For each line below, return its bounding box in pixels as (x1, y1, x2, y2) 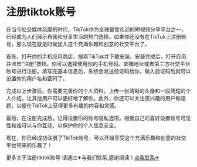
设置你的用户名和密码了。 (6, 74, 68, 82)
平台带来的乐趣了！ (6, 141, 53, 148)
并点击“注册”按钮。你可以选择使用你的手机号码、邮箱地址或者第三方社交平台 (6, 60, 191, 67)
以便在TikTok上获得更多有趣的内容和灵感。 (16, 102, 120, 109)
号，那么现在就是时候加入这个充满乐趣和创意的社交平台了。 (6, 40, 150, 47)
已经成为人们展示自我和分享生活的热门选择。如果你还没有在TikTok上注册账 (6, 33, 186, 40)
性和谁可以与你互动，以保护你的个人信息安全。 (6, 121, 119, 129)
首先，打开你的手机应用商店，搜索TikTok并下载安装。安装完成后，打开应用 (6, 53, 186, 60)
